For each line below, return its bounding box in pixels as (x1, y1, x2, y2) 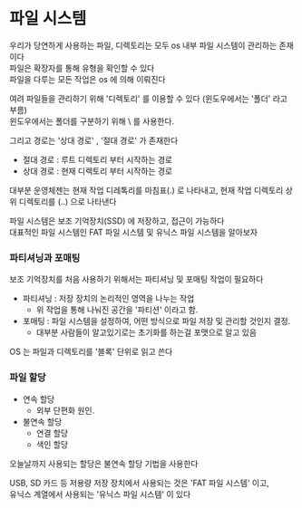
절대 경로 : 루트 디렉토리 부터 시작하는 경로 (22, 154, 173, 165)
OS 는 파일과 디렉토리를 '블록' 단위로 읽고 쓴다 (9, 346, 173, 358)
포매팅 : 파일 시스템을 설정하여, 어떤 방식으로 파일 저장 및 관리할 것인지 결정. (22, 316, 291, 327)
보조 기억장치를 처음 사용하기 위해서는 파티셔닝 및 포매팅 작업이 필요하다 (9, 273, 264, 285)
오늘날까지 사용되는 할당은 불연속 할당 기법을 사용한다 (9, 458, 199, 469)
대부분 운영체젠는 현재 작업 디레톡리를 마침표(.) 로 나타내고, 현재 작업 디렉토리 (9, 185, 284, 196)
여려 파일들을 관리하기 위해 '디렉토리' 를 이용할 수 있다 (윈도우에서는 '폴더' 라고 (9, 92, 288, 104)
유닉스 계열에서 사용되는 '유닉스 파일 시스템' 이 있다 (9, 488, 191, 499)
